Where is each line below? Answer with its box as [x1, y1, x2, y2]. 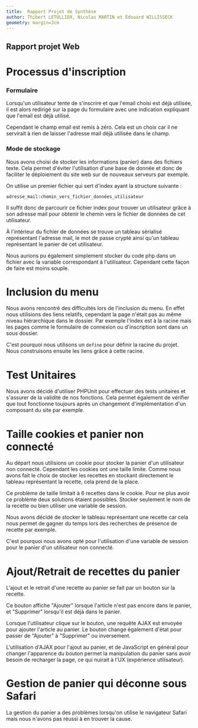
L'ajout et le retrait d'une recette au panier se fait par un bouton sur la [6, 584, 176, 591]
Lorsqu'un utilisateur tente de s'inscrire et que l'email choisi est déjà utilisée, [6, 100, 193, 107]
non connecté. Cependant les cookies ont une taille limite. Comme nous [6, 466, 181, 473]
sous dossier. [6, 330, 39, 337]
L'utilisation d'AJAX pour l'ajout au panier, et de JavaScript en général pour [6, 643, 189, 651]
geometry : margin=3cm [6, 19, 60, 25]
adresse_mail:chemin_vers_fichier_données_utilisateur [6, 193, 144, 200]
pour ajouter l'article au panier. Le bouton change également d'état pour [6, 626, 182, 633]
